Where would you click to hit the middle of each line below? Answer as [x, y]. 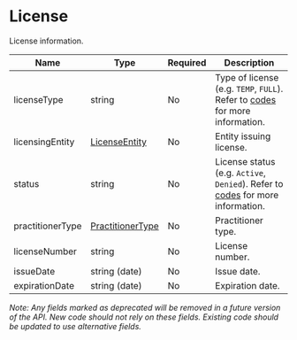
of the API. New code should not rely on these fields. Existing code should [144, 317]
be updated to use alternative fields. [75, 326]
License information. [46, 41]
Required [187, 62]
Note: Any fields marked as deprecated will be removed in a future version [145, 307]
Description [249, 62]
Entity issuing [243, 136]
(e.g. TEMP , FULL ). [249, 89]
